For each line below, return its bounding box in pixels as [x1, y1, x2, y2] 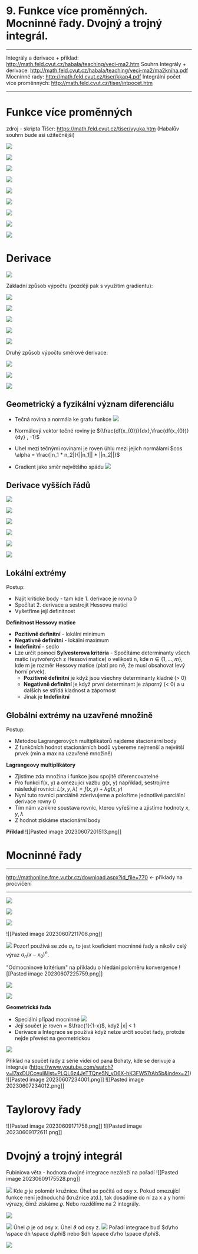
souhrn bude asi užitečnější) [6, 131, 75, 138]
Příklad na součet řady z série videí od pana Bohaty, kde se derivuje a [6, 1057, 176, 1065]
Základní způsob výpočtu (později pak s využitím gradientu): [6, 282, 153, 289]
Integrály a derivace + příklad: [6, 54, 79, 61]
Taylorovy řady [6, 1103, 81, 1117]
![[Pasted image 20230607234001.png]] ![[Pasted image [6, 1076, 144, 1083]
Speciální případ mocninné [14, 1016, 80, 1023]
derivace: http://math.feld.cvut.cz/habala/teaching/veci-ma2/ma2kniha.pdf [6, 67, 189, 74]
